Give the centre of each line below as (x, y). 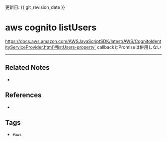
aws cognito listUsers (51, 27)
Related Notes (27, 68)
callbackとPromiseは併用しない (129, 47)
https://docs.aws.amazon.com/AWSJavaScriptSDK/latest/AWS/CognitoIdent (83, 41)
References (23, 95)
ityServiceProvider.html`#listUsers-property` (50, 47)
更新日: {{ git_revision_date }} (35, 7)
